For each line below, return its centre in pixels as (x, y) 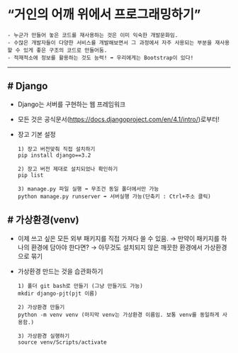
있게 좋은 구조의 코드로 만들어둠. (66, 50)
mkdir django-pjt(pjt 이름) (57, 293)
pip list (30, 175)
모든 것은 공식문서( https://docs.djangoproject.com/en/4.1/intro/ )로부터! (118, 119)
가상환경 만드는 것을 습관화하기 (60, 271)
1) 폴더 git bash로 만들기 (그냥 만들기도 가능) (80, 286)
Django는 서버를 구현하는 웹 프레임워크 (72, 104)
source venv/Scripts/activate (62, 342)
